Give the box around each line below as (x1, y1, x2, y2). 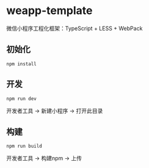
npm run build (6, 143, 43, 150)
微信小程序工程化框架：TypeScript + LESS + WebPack (6, 24, 143, 32)
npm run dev (6, 95, 37, 101)
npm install (6, 60, 37, 67)
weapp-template (6, 4, 93, 18)
